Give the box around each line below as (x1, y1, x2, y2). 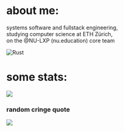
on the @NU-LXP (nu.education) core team (6, 37, 115, 44)
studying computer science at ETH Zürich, (6, 30, 113, 37)
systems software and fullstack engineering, (6, 24, 118, 31)
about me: (6, 4, 59, 18)
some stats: (6, 70, 68, 84)
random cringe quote (6, 105, 70, 114)
